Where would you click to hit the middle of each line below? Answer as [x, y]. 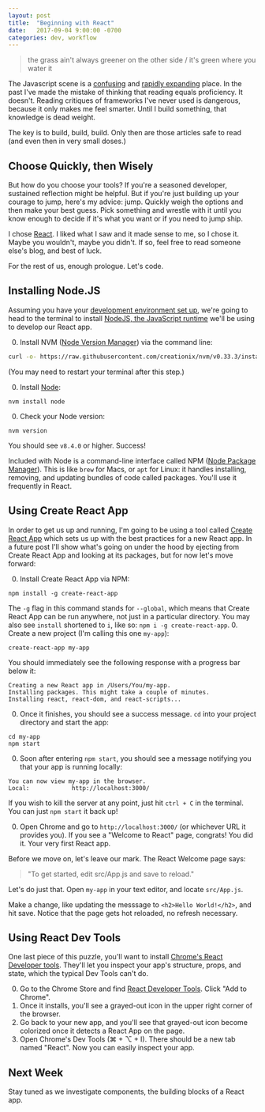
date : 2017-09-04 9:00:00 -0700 [65, 30]
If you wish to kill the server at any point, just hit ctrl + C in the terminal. [126, 803]
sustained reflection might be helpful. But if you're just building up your [123, 194]
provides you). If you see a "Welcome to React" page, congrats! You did [136, 834]
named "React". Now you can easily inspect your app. [107, 1048]
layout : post [30, 15]
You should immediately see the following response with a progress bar [124, 662]
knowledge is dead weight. [52, 117]
